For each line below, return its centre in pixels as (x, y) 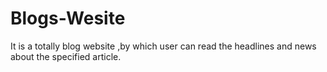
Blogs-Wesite (68, 18)
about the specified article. (66, 56)
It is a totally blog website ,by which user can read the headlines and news (163, 46)
